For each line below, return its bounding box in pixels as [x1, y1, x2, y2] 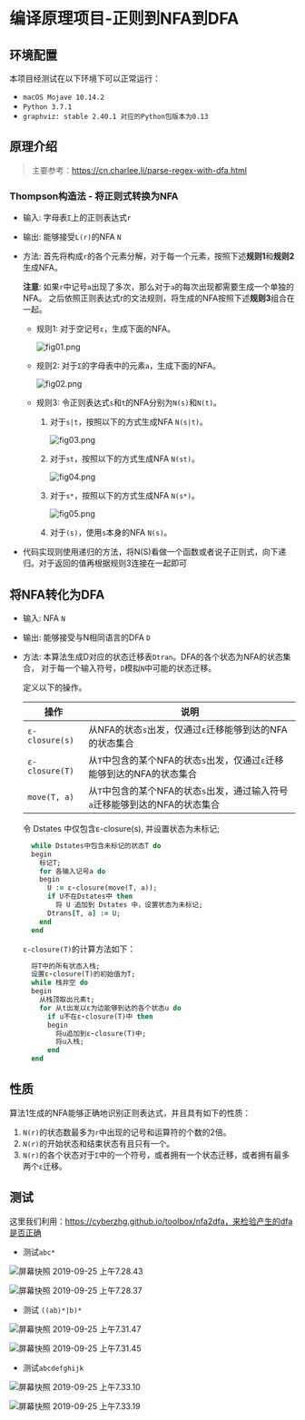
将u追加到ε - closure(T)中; [55, 1029, 147, 1038]
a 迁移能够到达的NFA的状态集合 [88, 798, 221, 811]
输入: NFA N [22, 612, 66, 623]
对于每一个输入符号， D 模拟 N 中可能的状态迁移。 [40, 662, 217, 673]
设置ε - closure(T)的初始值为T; [31, 970, 136, 979]
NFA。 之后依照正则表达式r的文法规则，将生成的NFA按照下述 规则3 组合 [22, 292, 288, 304]
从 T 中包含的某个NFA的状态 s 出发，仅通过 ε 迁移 [88, 754, 284, 766]
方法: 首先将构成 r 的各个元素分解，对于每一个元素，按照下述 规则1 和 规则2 [22, 251, 295, 261]
